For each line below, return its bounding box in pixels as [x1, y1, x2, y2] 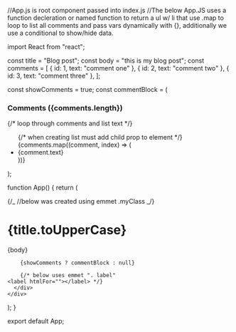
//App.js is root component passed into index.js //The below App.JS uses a [7, 6, 227, 14]
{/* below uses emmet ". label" [20, 272, 116, 279]
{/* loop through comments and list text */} [7, 119, 133, 128]
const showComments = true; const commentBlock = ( [7, 85, 168, 93]
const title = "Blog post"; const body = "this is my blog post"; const [7, 56, 205, 65]
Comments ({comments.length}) [7, 103, 123, 113]
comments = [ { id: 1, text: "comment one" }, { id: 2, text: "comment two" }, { [7, 64, 230, 72]
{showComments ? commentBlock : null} [20, 259, 135, 266]
